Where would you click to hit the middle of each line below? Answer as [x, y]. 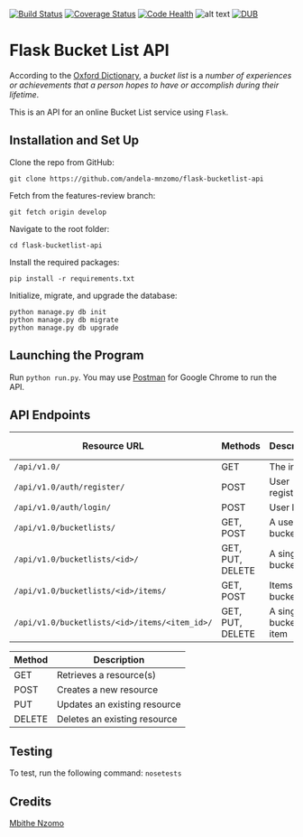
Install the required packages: [64, 262]
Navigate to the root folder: [60, 228]
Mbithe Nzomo [37, 823]
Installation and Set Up [74, 140]
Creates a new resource [108, 690]
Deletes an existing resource [117, 720]
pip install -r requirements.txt [72, 279]
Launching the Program [77, 355]
